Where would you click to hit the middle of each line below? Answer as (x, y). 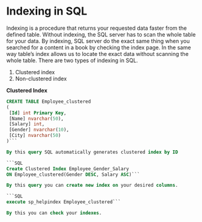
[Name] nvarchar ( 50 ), (36, 119)
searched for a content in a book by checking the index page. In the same (99, 47)
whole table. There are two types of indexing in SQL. (72, 60)
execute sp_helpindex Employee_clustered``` (64, 202)
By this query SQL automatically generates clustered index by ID (92, 152)
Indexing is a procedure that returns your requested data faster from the (97, 28)
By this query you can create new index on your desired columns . (92, 186)
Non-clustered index (41, 78)
